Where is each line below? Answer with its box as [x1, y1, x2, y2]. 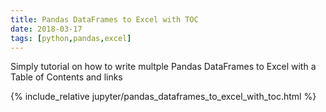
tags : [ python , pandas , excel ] [10, 33, 132, 43]
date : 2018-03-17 [10, 24, 83, 34]
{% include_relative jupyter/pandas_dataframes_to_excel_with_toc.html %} [10, 91, 317, 103]
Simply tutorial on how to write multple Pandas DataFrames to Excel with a [10, 61, 317, 73]
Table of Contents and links [10, 71, 123, 83]
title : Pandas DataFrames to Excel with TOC [10, 14, 199, 25]
